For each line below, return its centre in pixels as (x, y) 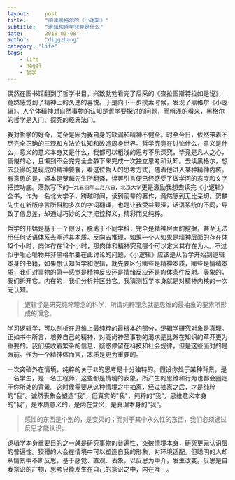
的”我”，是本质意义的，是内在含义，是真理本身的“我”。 (86, 404)
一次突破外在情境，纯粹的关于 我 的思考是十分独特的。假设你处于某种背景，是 (117, 369)
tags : (15, 53)
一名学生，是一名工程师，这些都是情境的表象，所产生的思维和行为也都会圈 (114, 378)
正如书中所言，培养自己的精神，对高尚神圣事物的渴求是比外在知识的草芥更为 (117, 336)
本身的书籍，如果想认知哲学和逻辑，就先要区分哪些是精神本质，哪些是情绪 (114, 263)
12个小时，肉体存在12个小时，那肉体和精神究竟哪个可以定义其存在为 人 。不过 (117, 245)
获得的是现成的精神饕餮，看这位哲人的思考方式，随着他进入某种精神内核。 (120, 170)
